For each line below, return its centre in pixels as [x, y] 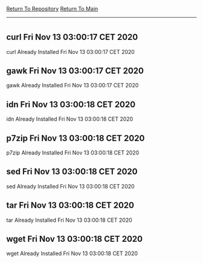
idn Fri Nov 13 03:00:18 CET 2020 [71, 105]
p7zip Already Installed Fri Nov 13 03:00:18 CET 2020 [73, 153]
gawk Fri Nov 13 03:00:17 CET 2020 [75, 71]
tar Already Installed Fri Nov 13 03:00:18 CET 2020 [69, 220]
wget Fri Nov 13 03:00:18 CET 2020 [75, 239]
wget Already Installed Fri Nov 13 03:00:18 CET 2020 [72, 253]
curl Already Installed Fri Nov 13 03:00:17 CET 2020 [70, 52]
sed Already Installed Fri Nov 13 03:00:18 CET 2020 [70, 186]
